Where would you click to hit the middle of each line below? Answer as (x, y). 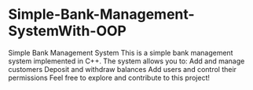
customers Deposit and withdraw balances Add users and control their (123, 69)
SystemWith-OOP (68, 31)
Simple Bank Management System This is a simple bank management (121, 52)
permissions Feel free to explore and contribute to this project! (109, 77)
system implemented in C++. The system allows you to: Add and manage (126, 61)
